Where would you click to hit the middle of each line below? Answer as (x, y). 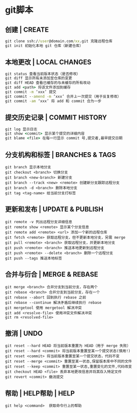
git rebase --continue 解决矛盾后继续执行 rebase (53, 302)
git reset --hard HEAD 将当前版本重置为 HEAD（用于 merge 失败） (68, 346)
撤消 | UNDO (24, 333)
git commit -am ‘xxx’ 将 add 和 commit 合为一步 (53, 101)
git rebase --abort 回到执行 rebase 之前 (46, 297)
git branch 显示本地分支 (28, 167)
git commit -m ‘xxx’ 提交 (31, 92)
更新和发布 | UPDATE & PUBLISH (54, 209)
